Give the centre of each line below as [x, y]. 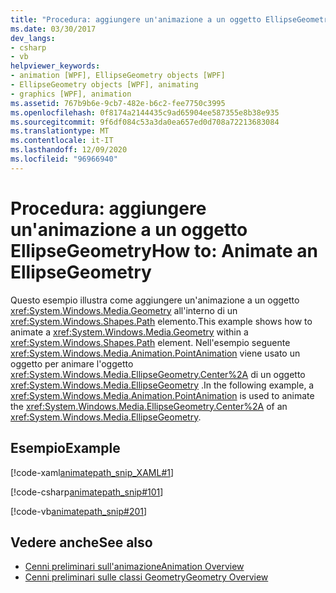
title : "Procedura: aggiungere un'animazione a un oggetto [136, 19]
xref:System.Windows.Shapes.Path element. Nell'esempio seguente [150, 342]
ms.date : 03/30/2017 [53, 29]
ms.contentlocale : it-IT [62, 141]
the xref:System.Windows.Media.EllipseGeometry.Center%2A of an [149, 406]
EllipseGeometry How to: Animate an [164, 250]
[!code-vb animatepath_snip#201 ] [79, 511]
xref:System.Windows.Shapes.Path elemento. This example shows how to [161, 321]
